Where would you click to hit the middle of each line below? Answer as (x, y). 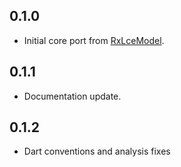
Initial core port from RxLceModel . (94, 40)
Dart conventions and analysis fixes (97, 151)
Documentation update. (72, 96)
